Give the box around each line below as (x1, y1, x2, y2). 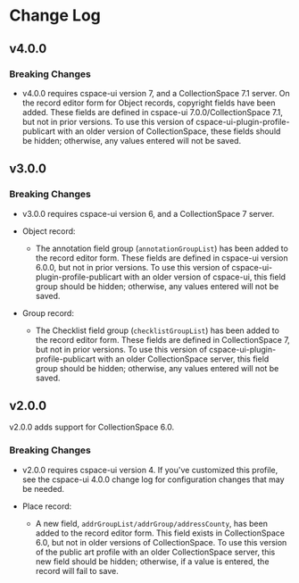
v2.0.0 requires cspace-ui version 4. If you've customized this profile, (21, 464, 278, 475)
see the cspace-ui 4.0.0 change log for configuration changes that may (21, 474, 285, 485)
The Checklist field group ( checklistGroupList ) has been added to (35, 325, 279, 336)
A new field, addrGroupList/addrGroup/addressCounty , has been (35, 518, 268, 529)
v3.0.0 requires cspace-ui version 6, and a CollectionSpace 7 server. (21, 208, 275, 219)
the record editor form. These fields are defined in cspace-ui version (35, 252, 288, 263)
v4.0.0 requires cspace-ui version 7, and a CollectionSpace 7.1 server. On (21, 87, 290, 98)
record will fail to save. (35, 565, 119, 576)
